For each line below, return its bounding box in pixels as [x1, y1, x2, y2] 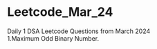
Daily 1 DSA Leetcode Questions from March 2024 [7, 27, 151, 35]
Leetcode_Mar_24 [7, 4, 113, 20]
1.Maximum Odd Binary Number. [7, 34, 100, 42]
